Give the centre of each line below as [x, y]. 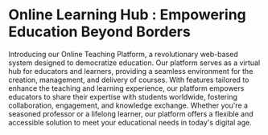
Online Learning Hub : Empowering [128, 15]
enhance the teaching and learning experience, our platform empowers [126, 88]
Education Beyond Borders [99, 32]
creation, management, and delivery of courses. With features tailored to [129, 80]
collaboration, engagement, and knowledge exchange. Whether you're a [128, 105]
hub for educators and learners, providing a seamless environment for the [131, 71]
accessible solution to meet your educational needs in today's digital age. [130, 122]
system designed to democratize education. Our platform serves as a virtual [134, 63]
